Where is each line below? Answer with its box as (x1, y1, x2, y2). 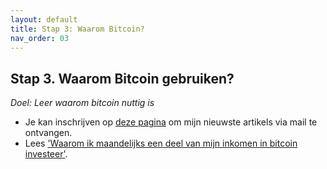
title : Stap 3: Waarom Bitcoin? (10, 24, 145, 34)
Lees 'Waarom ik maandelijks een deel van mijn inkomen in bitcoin (24, 137, 298, 150)
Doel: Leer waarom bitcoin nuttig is (10, 97, 155, 109)
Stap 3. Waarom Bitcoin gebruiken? (10, 70, 235, 87)
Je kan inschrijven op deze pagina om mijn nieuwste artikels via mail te (24, 116, 318, 128)
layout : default (10, 14, 78, 25)
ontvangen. (24, 127, 73, 139)
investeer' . (24, 148, 68, 160)
